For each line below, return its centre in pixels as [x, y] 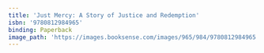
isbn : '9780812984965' [45, 23]
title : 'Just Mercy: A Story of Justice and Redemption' [104, 15]
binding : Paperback [40, 30]
